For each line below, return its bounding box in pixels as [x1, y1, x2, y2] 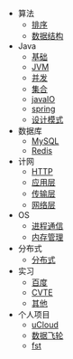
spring [31, 103, 56, 114]
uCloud [31, 319, 59, 330]
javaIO [31, 94, 56, 104]
